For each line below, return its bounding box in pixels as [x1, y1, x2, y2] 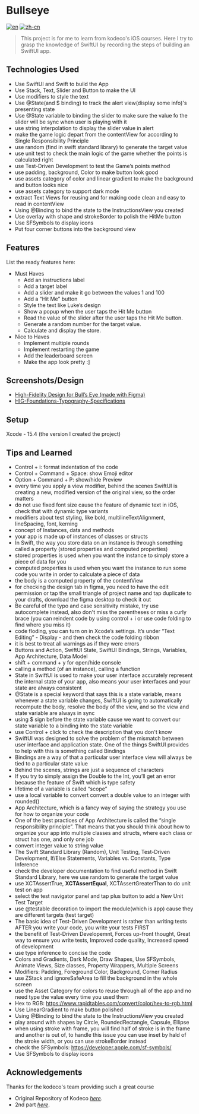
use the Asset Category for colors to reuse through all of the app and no [14, 987, 192, 994]
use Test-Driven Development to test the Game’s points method [14, 162, 170, 169]
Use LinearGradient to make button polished [14, 1006, 124, 1013]
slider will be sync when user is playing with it [14, 118, 127, 125]
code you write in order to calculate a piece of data [14, 571, 140, 578]
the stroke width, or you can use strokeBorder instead [14, 1037, 147, 1045]
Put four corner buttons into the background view [14, 225, 136, 232]
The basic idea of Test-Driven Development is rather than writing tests [14, 918, 187, 925]
